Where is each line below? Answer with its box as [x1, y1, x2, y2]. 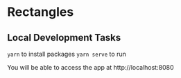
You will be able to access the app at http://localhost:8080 [7, 64, 174, 71]
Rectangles [7, 4, 74, 20]
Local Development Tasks [7, 32, 121, 43]
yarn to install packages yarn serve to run [7, 50, 126, 58]
